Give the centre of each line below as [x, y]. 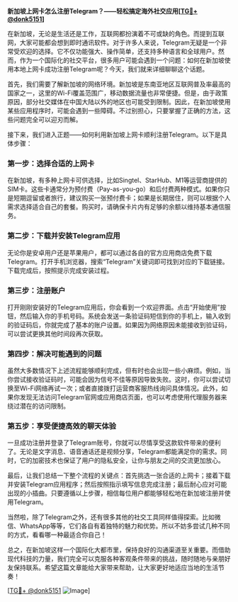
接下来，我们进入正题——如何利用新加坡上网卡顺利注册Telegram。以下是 [114, 135]
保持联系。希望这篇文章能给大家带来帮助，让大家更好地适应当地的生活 [115, 568]
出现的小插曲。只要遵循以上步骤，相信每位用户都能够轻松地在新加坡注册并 [116, 493]
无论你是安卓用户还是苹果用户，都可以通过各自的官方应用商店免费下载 [110, 252]
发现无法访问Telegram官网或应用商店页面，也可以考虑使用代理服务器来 [123, 397]
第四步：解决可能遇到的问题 [55, 353]
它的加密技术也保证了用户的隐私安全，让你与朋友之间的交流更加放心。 [122, 460]
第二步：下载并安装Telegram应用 [64, 236]
